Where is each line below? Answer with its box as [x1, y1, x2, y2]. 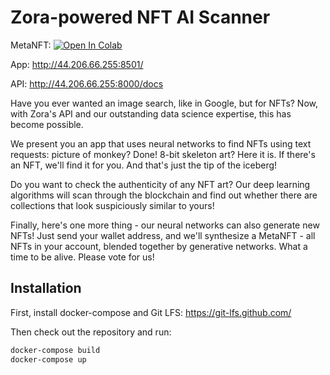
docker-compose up [10, 354, 87, 365]
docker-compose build [10, 345, 101, 355]
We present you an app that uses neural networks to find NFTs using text [10, 137, 312, 150]
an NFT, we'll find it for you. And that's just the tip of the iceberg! [10, 159, 278, 171]
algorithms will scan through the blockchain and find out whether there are [10, 189, 318, 201]
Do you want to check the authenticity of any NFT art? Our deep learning [10, 178, 311, 190]
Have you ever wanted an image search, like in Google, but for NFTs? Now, [10, 97, 319, 109]
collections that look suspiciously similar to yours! [10, 199, 215, 211]
